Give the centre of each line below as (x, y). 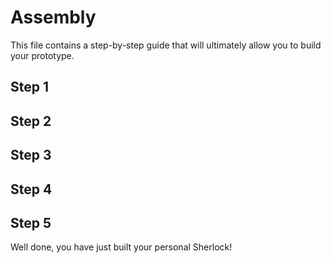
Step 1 (30, 87)
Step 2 (31, 121)
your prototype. (42, 55)
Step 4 (31, 189)
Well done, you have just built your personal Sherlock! (121, 247)
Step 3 (31, 155)
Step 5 (31, 222)
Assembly (53, 17)
